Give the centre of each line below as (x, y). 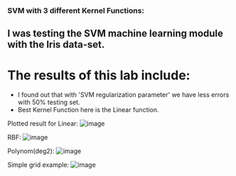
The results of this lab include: (99, 75)
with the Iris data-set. (56, 45)
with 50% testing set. (49, 102)
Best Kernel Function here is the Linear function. (88, 110)
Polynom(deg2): (31, 151)
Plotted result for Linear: (43, 123)
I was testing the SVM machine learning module (116, 34)
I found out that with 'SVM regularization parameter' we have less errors (123, 95)
